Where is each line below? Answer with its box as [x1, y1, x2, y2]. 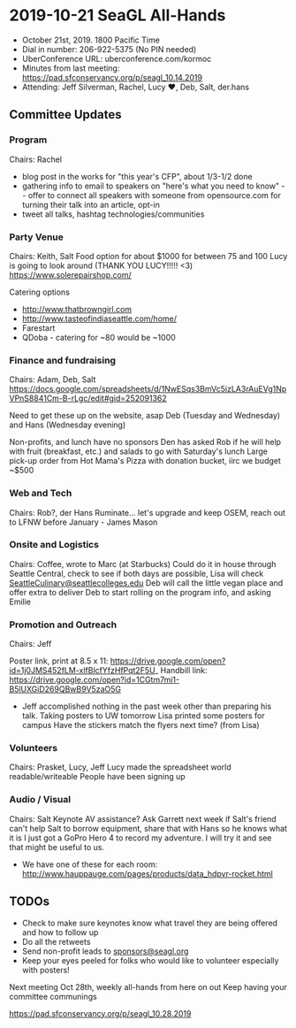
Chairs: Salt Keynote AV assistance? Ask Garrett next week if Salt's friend [9, 813, 277, 824]
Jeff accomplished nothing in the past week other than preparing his [21, 701, 272, 712]
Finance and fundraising [9, 354, 117, 366]
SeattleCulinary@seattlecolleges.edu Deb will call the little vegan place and [9, 577, 284, 588]
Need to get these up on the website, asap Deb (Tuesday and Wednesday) [9, 410, 281, 421]
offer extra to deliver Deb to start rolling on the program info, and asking [9, 587, 271, 597]
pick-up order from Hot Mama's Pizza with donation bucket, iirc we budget [9, 456, 281, 466]
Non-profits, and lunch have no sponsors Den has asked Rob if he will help [9, 437, 281, 448]
